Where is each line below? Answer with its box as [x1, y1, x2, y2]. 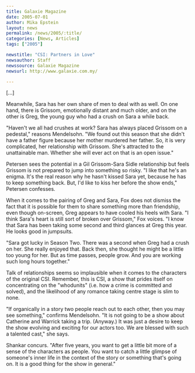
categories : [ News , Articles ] [6, 36, 80, 42]
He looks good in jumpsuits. [6, 228, 73, 235]
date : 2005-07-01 [6, 14, 48, 20]
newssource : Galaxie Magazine [6, 63, 80, 69]
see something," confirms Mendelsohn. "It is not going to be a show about [6, 312, 185, 319]
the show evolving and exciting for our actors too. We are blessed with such [6, 324, 189, 331]
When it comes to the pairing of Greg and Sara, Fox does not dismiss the [6, 197, 181, 204]
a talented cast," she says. [6, 330, 69, 337]
